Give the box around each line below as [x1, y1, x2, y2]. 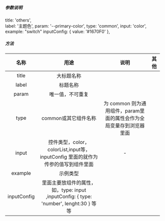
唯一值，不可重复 [49, 91, 89, 98]
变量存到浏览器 [110, 122, 145, 129]
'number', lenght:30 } [41, 200, 90, 207]
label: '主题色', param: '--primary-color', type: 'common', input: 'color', [5, 23, 147, 29]
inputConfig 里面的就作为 [40, 153, 98, 160]
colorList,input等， [47, 146, 91, 153]
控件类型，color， [48, 138, 90, 145]
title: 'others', [5, 17, 32, 23]
